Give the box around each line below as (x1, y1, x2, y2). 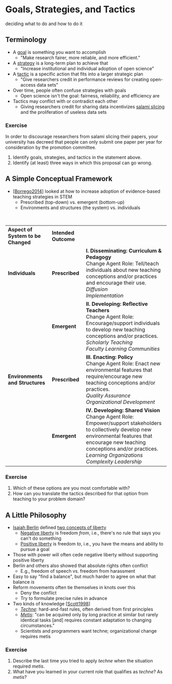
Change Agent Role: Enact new (86, 360, 161, 367)
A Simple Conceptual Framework (5, 174, 113, 183)
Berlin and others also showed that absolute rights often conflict (12, 562, 148, 569)
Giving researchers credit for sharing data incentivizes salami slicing (20, 104, 165, 110)
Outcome (52, 235, 75, 243)
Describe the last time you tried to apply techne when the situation (12, 658, 153, 664)
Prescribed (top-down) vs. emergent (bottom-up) (20, 199, 124, 205)
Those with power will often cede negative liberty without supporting (12, 551, 158, 557)
